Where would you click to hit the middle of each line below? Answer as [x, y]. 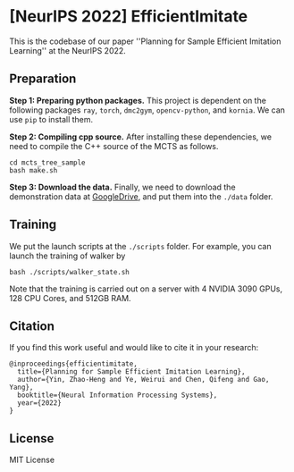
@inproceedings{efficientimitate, [74, 364]
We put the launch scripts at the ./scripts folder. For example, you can [140, 246]
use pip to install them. [51, 119]
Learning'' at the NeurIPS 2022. [68, 50]
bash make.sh [34, 170]
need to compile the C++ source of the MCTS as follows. [114, 146]
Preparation [43, 79]
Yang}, [21, 388]
